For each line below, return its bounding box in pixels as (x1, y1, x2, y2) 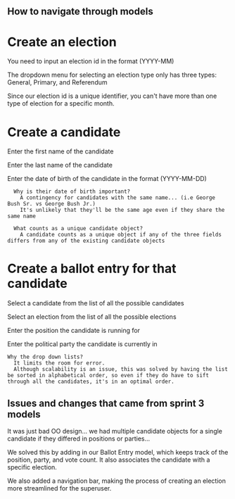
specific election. (7, 463, 58, 472)
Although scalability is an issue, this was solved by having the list (13, 366, 229, 373)
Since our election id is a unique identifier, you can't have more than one (7, 91, 217, 101)
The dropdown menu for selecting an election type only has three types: (7, 70, 217, 80)
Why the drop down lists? (7, 353, 83, 361)
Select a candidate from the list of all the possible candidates (7, 299, 184, 308)
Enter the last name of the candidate (7, 161, 113, 170)
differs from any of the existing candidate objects (7, 237, 165, 245)
